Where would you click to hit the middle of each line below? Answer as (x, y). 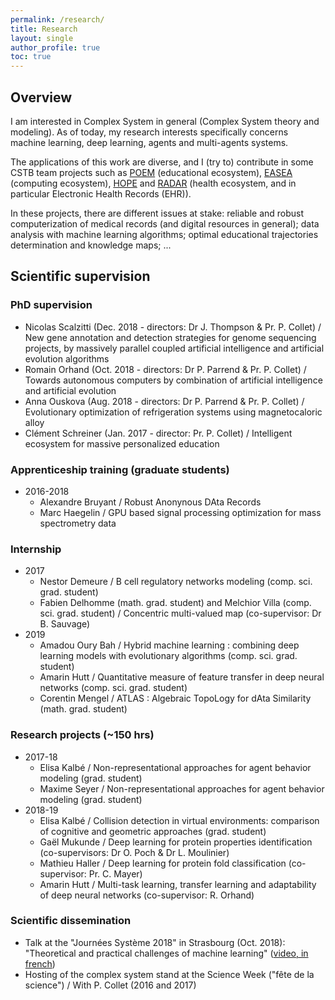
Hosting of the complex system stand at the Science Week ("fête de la (169, 974)
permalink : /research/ (57, 19)
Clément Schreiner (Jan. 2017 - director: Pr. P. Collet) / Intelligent (158, 433)
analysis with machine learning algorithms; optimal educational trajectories (164, 234)
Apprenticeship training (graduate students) (120, 469)
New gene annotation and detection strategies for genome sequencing (170, 337)
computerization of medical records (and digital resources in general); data (165, 223)
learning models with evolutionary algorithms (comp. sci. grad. (168, 656)
